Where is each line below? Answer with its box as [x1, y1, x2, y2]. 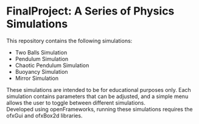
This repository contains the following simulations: [6, 37, 133, 44]
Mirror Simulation [15, 74, 59, 82]
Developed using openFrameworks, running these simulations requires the [6, 105, 193, 113]
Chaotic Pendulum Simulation [15, 62, 89, 69]
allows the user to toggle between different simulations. [6, 99, 146, 106]
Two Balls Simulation [15, 48, 68, 56]
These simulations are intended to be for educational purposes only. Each [6, 86, 192, 93]
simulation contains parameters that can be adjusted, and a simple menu [6, 93, 189, 100]
